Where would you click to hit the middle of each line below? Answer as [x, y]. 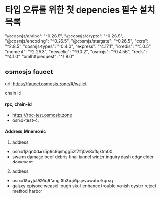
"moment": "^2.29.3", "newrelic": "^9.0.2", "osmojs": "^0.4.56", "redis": [76, 51]
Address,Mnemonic [26, 131]
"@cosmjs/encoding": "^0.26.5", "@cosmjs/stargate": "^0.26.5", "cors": [77, 41]
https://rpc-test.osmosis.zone [42, 115]
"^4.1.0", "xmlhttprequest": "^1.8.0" [40, 56]
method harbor [27, 191]
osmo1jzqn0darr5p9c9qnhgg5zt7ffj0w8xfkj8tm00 [62, 152]
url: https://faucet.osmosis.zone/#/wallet [46, 84]
